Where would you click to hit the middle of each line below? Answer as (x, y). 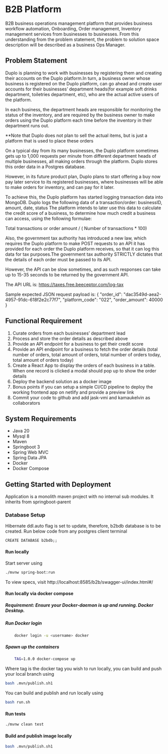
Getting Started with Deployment (58, 484)
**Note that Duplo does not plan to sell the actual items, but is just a (76, 135)
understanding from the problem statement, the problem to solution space (82, 39)
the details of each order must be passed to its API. (59, 259)
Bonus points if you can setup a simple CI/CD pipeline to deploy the (82, 387)
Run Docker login (23, 623)
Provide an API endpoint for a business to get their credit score (78, 344)
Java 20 (21, 431)
